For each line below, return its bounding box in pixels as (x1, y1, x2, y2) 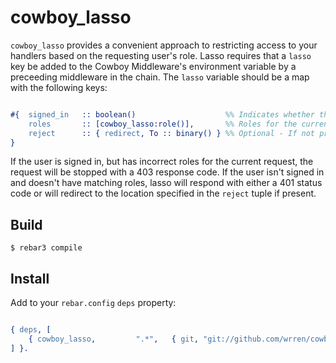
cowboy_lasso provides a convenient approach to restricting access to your (10, 39, 318, 51)
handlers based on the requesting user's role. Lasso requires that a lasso (10, 49, 312, 61)
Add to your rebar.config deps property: (10, 297, 177, 309)
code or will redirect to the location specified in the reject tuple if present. (10, 187, 317, 200)
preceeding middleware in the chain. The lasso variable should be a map (10, 71, 310, 83)
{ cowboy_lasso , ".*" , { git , (28, 334, 199, 344)
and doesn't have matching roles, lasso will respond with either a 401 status (10, 177, 323, 189)
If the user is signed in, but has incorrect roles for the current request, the (10, 156, 314, 168)
